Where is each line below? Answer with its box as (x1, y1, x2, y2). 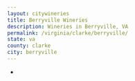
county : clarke (7, 42, 51, 49)
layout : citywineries (7, 10, 70, 17)
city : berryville (7, 49, 57, 56)
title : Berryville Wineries (7, 17, 89, 24)
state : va (7, 36, 36, 43)
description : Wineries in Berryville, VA (7, 23, 129, 30)
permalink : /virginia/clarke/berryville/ (7, 29, 129, 37)
